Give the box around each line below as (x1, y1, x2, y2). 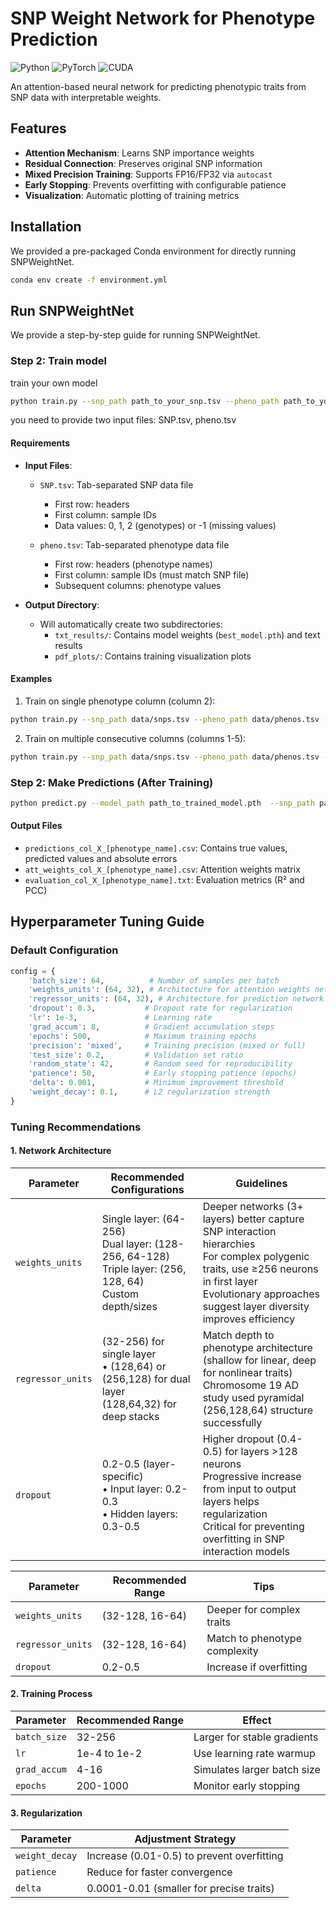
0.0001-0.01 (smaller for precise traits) (86, 1882, 275, 1896)
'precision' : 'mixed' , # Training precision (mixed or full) (28, 1040, 307, 1051)
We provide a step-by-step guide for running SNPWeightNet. (10, 329, 261, 341)
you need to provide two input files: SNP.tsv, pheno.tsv (10, 414, 237, 426)
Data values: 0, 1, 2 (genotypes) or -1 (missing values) (54, 519, 277, 531)
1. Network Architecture (10, 1145, 112, 1157)
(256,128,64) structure (202, 1403, 314, 1417)
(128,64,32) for (101, 1397, 177, 1411)
